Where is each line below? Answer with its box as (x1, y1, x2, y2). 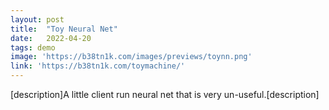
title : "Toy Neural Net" (10, 24, 118, 34)
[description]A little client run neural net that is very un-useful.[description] (10, 89, 320, 100)
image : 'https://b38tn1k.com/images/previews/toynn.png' (10, 52, 253, 62)
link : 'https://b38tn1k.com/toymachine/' (10, 61, 186, 71)
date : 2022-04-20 (10, 33, 92, 43)
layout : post (10, 14, 65, 25)
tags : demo (10, 42, 56, 53)
